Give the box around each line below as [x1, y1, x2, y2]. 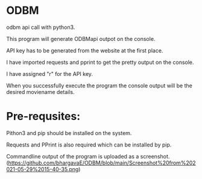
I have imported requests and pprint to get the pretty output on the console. [6, 58, 194, 66]
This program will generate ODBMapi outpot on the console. [6, 35, 156, 42]
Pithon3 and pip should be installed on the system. [6, 129, 132, 136]
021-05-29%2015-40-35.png [6, 165, 79, 172]
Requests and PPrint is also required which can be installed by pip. [6, 141, 172, 148]
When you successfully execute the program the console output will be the [6, 82, 193, 89]
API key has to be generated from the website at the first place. [6, 46, 163, 54]
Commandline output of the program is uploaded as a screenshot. [6, 152, 170, 160]
